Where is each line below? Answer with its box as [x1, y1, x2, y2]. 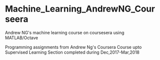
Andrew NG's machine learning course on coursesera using [5, 30, 125, 35]
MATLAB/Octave [5, 35, 38, 41]
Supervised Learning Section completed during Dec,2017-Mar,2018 [5, 49, 140, 55]
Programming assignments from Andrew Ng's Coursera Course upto [5, 44, 142, 50]
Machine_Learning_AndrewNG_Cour [5, 3, 155, 15]
